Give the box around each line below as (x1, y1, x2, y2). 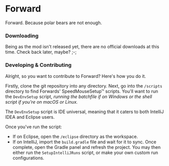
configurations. (12, 154, 44, 161)
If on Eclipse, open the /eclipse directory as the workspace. (12, 133, 138, 139)
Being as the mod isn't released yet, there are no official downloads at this (5, 44, 159, 50)
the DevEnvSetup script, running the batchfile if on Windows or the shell (5, 94, 152, 100)
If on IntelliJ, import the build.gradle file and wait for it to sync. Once (12, 139, 156, 145)
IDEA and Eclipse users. (5, 114, 55, 120)
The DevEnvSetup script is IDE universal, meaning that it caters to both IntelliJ (5, 109, 164, 115)
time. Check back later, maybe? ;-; (5, 49, 77, 55)
